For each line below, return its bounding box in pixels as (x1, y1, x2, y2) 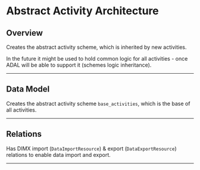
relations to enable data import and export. (6, 151, 111, 158)
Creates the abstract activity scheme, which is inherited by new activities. (6, 43, 187, 51)
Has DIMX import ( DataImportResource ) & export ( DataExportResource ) (6, 144, 177, 152)
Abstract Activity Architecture (6, 4, 159, 18)
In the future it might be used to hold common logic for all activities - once (6, 55, 188, 62)
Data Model (6, 84, 50, 95)
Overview (6, 28, 43, 38)
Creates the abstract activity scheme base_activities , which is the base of (6, 100, 190, 107)
